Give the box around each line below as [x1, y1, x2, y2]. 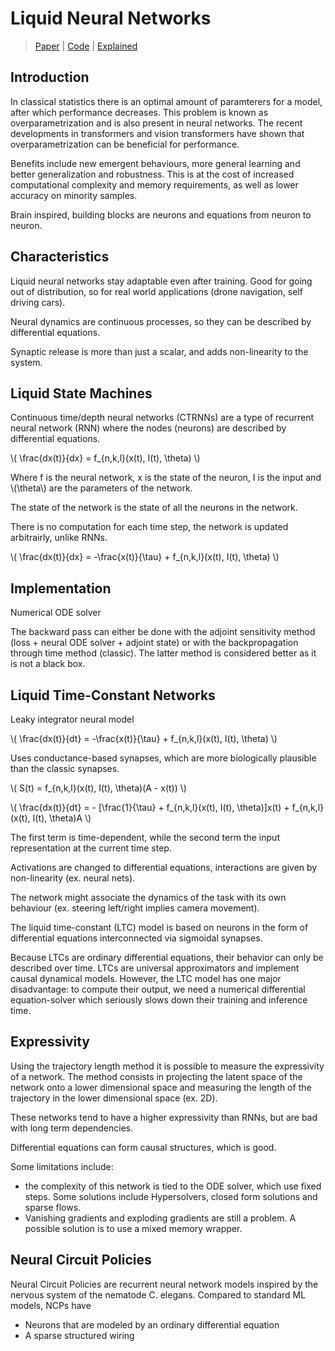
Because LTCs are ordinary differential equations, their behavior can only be [10, 952, 324, 963]
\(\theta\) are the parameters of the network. [10, 482, 193, 494]
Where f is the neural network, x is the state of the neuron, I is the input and [10, 472, 322, 484]
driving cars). [10, 296, 66, 308]
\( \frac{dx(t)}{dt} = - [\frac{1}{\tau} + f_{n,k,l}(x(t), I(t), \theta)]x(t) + [10, 802, 290, 813]
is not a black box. [10, 658, 86, 670]
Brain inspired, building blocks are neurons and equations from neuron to [10, 208, 312, 221]
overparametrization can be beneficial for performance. [10, 138, 240, 150]
